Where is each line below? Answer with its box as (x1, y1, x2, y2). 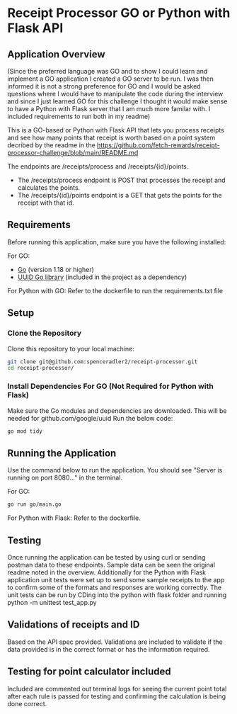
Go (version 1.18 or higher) (17, 265, 94, 273)
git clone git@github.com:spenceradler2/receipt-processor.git (7, 358, 198, 365)
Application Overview (7, 48, 105, 60)
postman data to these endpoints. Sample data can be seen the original (7, 560, 216, 569)
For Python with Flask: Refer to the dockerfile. (7, 514, 141, 522)
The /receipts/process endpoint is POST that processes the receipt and (17, 176, 226, 184)
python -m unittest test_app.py (7, 598, 97, 606)
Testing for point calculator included (7, 666, 171, 678)
